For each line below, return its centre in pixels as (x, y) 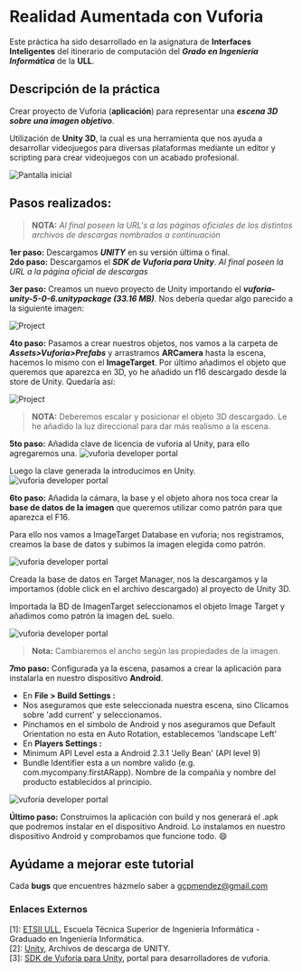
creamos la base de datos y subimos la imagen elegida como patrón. (137, 544)
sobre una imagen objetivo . (62, 120)
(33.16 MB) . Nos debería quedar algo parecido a (203, 298)
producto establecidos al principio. (87, 781)
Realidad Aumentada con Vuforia (137, 17)
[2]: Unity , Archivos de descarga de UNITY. (90, 948)
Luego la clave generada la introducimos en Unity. (103, 471)
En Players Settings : (62, 743)
